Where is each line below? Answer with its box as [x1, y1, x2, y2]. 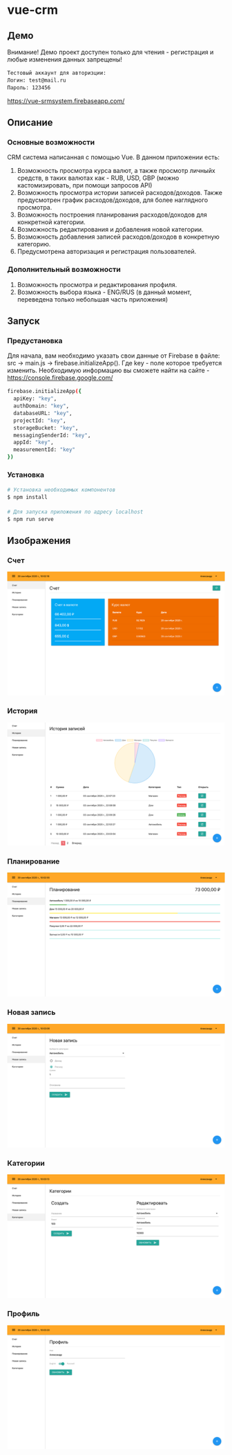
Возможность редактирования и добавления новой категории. [17, 226, 204, 234]
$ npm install [7, 494, 48, 501]
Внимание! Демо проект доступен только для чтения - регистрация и [7, 48, 214, 56]
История [7, 706, 38, 716]
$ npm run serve [7, 515, 54, 522]
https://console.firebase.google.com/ [7, 374, 113, 382]
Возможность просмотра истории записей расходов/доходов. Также [17, 189, 223, 197]
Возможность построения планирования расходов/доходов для [17, 210, 207, 219]
